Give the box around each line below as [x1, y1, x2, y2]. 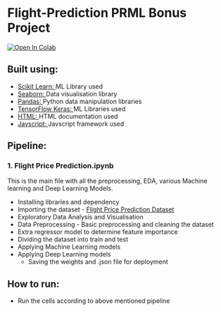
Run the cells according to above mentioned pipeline [17, 297, 170, 305]
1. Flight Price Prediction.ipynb [7, 161, 114, 171]
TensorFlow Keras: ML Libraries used [17, 104, 126, 113]
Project [7, 20, 51, 36]
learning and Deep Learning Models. [7, 184, 113, 193]
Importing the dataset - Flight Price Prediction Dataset [17, 205, 175, 214]
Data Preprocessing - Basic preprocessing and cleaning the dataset [17, 220, 215, 229]
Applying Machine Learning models [17, 242, 121, 251]
